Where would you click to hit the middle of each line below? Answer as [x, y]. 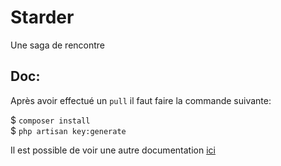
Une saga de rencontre [58, 45]
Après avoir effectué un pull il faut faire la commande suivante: [141, 100]
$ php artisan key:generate [68, 130]
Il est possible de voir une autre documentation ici [113, 150]
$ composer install [50, 120]
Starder [42, 17]
